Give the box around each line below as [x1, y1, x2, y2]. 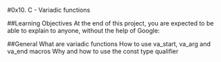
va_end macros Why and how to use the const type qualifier [7, 48, 179, 55]
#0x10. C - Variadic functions [7, 6, 91, 14]
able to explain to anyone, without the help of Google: [7, 27, 160, 34]
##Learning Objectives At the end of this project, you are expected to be [7, 19, 214, 27]
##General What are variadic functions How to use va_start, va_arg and [7, 40, 211, 48]
